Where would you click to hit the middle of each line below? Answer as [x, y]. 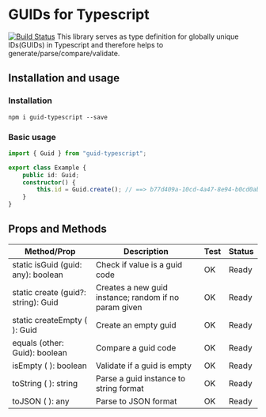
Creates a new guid [132, 287]
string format [120, 388]
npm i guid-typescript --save [58, 117]
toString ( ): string [45, 383]
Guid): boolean [40, 352]
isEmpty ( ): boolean [49, 366]
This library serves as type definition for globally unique [148, 36]
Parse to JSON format [136, 401]
